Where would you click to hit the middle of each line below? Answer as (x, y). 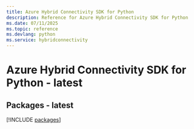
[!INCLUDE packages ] (34, 120)
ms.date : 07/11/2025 (32, 23)
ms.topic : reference (32, 29)
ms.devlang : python (31, 35)
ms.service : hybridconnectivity (47, 40)
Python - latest (45, 83)
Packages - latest (40, 105)
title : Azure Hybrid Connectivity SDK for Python (70, 12)
